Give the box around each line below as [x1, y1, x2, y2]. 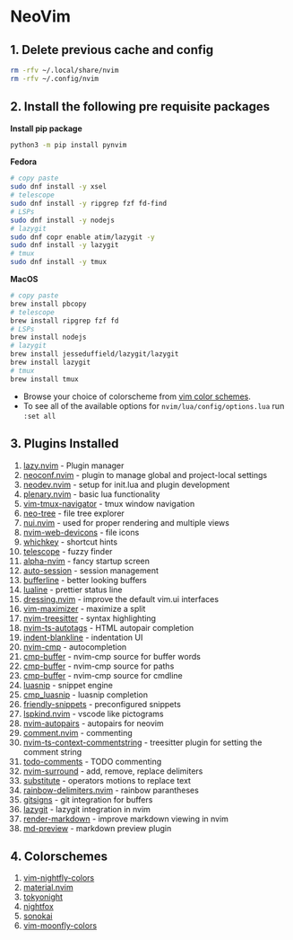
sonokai [22, 910, 53, 922]
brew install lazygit [10, 358, 91, 368]
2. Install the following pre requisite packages [10, 99, 271, 114]
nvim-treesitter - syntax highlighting [22, 613, 156, 624]
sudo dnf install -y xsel [10, 182, 107, 191]
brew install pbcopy [10, 299, 88, 308]
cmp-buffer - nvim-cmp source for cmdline [22, 670, 183, 680]
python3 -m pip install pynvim [10, 140, 127, 149]
